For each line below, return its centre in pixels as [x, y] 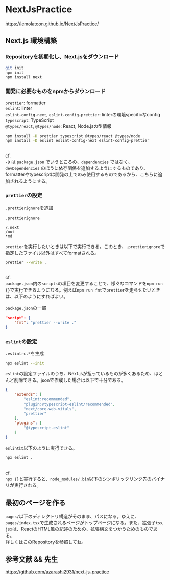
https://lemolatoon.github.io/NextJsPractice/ [52, 24]
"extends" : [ [28, 395]
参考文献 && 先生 [32, 559]
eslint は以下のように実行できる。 [41, 448]
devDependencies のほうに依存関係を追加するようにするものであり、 [77, 168]
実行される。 [28, 485]
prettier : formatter [26, 103]
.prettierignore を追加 [29, 208]
